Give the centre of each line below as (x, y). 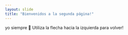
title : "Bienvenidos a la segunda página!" (50, 14)
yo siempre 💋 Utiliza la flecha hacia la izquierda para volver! (64, 27)
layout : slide (19, 9)
